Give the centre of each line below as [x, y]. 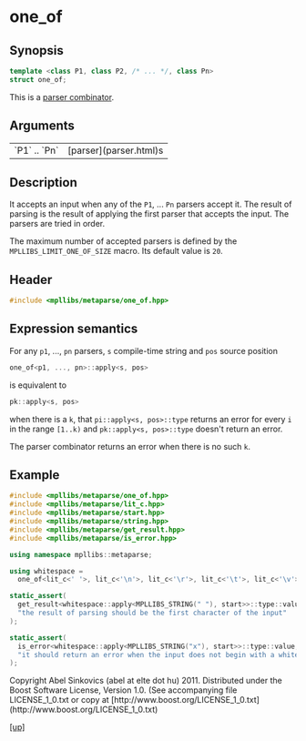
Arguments [42, 126]
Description [43, 183]
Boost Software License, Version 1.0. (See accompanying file [123, 690]
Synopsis [36, 51]
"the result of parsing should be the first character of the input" [152, 613]
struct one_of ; [38, 79]
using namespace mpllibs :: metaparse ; [81, 554]
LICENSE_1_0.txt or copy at [59, 700]
